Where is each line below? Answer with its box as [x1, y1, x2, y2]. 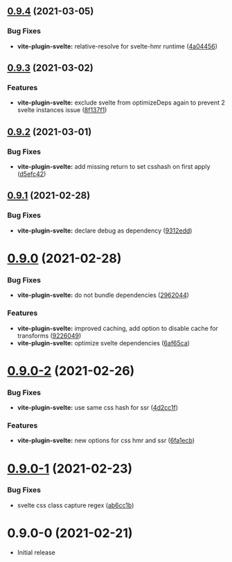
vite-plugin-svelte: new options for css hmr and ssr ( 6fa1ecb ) [17, 436, 195, 445]
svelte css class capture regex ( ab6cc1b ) [17, 501, 134, 509]
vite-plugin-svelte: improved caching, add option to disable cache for [17, 324, 218, 332]
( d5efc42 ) [17, 170, 46, 179]
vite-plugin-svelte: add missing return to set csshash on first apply [17, 163, 211, 171]
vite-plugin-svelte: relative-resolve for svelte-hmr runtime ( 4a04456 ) [17, 42, 218, 51]
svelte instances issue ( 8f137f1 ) [17, 106, 107, 114]
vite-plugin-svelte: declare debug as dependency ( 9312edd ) [17, 226, 193, 235]
